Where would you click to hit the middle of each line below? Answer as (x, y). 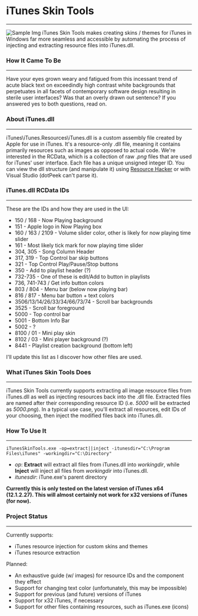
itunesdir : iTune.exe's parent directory (61, 477)
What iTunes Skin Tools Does (49, 372)
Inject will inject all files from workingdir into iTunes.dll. (81, 471)
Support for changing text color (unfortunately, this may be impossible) (101, 588)
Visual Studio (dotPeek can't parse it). (52, 175)
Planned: (17, 564)
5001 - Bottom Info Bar (42, 320)
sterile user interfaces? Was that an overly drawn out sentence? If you (91, 98)
